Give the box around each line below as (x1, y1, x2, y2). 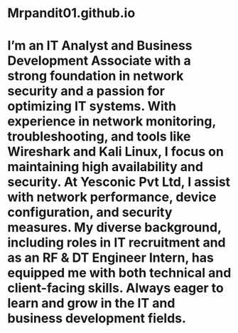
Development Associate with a (7, 53, 192, 69)
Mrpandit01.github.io (7, 5, 136, 21)
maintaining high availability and (7, 159, 204, 175)
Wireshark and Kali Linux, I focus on (7, 144, 224, 160)
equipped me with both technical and (7, 265, 232, 281)
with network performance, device (7, 189, 217, 205)
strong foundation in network (7, 68, 184, 84)
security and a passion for (7, 83, 166, 99)
